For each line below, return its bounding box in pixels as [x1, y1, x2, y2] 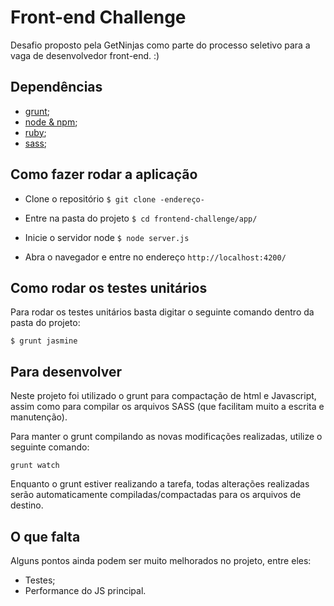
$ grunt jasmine [10, 336, 78, 346]
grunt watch [10, 461, 60, 471]
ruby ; [24, 126, 47, 138]
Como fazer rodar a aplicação [10, 166, 198, 183]
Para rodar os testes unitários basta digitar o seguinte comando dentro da [10, 306, 315, 318]
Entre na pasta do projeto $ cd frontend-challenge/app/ [24, 212, 258, 224]
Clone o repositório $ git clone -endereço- [24, 192, 205, 205]
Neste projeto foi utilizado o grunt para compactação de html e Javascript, [10, 390, 317, 402]
